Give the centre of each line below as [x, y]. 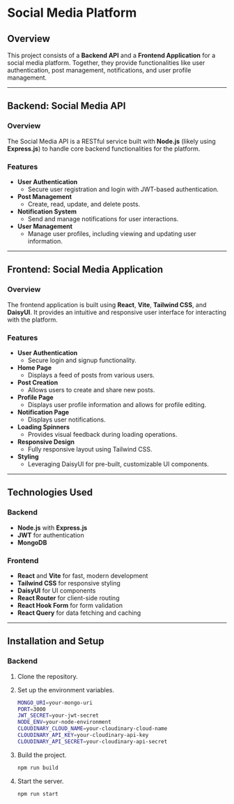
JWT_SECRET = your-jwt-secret [58, 716]
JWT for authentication [51, 535]
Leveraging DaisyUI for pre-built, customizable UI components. [118, 464]
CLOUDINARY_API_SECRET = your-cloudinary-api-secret [92, 741]
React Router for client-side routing [68, 597]
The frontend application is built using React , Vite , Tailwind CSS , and [107, 304]
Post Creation [38, 382]
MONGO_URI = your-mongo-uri [55, 703]
